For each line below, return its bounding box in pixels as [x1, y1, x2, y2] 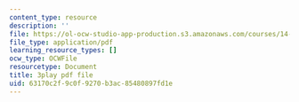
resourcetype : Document [9, 63, 98, 72]
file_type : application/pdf [9, 37, 114, 47]
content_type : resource [9, 12, 98, 22]
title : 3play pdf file [9, 71, 93, 80]
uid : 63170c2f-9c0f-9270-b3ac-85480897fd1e [9, 79, 174, 88]
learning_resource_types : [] [9, 46, 117, 55]
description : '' [9, 21, 69, 30]
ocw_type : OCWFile [9, 54, 77, 63]
